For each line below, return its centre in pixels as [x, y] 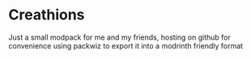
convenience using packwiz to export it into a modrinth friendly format [126, 45]
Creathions [47, 15]
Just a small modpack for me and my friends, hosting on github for [119, 37]
